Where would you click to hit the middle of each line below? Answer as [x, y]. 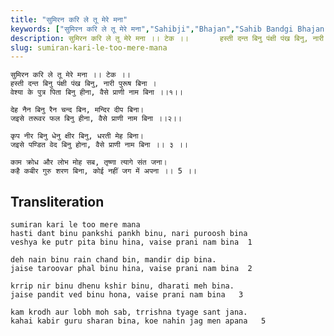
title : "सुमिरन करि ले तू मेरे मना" [69, 19]
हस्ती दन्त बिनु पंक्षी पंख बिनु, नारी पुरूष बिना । [83, 84]
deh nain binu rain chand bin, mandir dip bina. [113, 260]
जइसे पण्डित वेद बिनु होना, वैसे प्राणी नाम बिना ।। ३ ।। [99, 145]
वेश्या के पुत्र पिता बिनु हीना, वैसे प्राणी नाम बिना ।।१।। [97, 92]
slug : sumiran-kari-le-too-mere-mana [89, 47]
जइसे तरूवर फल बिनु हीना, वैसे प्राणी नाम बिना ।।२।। [96, 119]
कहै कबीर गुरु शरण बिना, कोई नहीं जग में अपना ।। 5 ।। [103, 171]
